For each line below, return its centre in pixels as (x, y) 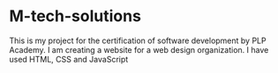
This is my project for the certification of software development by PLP (138, 40)
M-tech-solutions (75, 16)
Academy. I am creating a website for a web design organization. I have (139, 49)
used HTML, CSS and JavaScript (69, 59)
